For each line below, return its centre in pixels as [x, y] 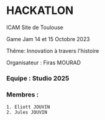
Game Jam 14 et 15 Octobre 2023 [48, 39]
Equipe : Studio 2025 [38, 78]
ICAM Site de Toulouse [35, 27]
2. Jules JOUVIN [27, 113]
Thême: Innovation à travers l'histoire [53, 51]
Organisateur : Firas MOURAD [43, 62]
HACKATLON [40, 11]
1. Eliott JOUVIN [28, 107]
